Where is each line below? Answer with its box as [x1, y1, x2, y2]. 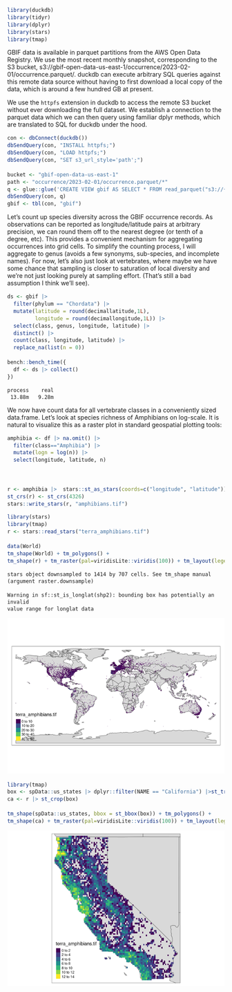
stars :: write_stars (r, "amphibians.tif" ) [7, 500, 128, 507]
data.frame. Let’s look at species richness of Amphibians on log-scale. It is [7, 413, 220, 421]
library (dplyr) [7, 21, 51, 28]
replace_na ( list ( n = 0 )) [13, 344, 85, 351]
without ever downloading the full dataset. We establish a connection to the [7, 106, 222, 114]
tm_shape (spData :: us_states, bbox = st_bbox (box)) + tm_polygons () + [7, 810, 212, 817]
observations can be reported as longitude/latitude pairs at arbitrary [7, 221, 201, 229]
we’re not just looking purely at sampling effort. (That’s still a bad [7, 272, 191, 280]
